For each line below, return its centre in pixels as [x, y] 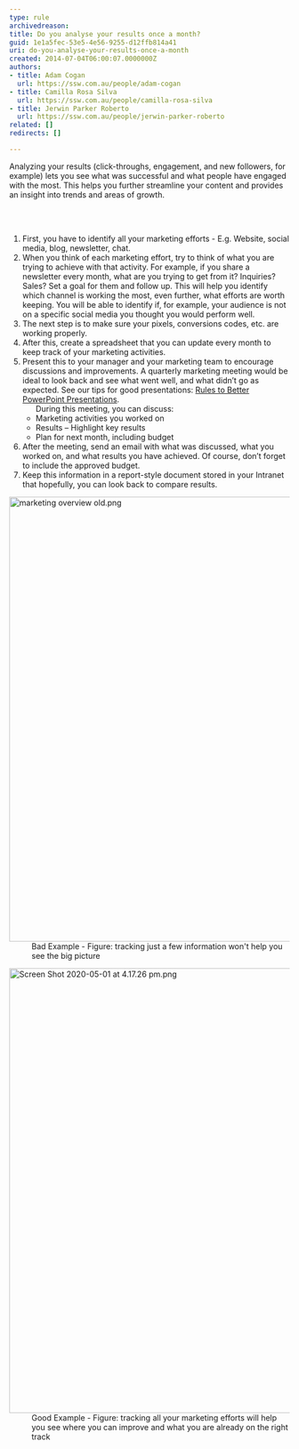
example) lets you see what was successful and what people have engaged [148, 175]
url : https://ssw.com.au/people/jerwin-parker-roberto [121, 117]
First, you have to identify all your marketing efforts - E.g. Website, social [155, 238]
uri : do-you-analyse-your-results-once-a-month [99, 51]
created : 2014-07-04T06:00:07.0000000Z [83, 59]
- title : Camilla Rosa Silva [63, 92]
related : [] [31, 125]
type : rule [29, 17]
